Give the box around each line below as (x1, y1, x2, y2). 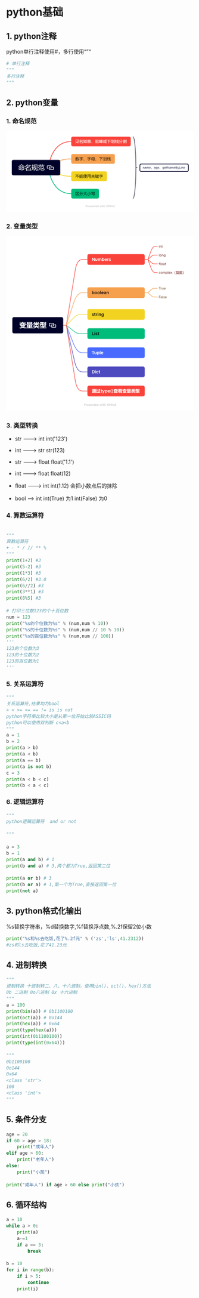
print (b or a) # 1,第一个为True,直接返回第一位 (6, 881, 117, 888)
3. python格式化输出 (6, 906, 82, 916)
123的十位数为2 (6, 652, 40, 658)
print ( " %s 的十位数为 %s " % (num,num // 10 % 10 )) (6, 627, 125, 633)
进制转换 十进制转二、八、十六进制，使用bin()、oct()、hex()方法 (6, 983, 151, 989)
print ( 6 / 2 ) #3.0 (6, 576, 46, 582)
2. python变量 (6, 97, 58, 107)
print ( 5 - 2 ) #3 (6, 563, 42, 570)
